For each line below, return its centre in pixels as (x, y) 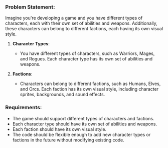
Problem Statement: (30, 7)
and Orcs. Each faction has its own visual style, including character (89, 89)
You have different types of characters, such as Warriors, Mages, (87, 53)
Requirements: (24, 108)
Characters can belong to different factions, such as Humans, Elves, (90, 84)
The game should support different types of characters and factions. (83, 118)
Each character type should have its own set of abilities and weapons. (85, 124)
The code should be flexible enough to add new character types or (81, 134)
